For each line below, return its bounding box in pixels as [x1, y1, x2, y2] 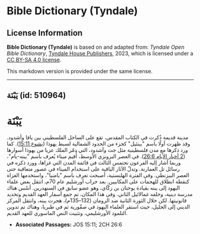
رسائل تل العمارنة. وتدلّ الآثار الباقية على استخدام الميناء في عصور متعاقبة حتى [7, 165, 180, 173]
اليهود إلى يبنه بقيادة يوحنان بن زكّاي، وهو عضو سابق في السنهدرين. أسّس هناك [7, 184, 180, 191]
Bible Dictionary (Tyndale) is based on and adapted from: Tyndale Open [7, 43, 185, 50]
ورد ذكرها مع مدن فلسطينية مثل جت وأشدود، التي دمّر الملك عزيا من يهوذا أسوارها [7, 147, 189, 154]
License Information [7, 28, 82, 38]
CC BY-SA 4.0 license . [7, 56, 62, 63]
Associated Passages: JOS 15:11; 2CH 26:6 [15, 221, 122, 228]
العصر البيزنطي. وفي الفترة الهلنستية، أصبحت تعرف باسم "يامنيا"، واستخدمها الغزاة [7, 172, 189, 179]
